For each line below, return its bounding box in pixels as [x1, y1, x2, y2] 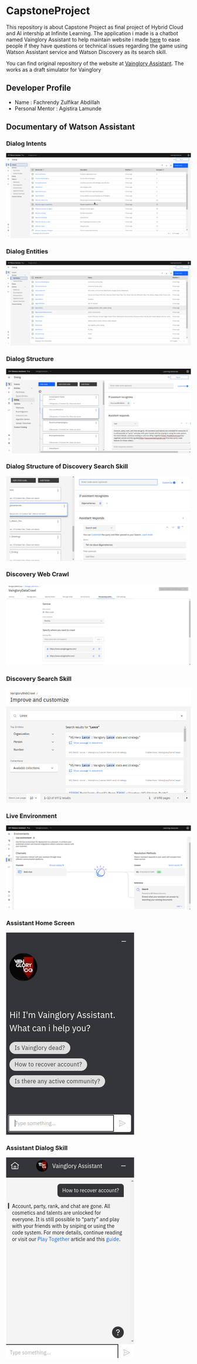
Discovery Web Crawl [6, 570, 69, 578]
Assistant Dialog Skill [6, 1143, 68, 1152]
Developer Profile [6, 83, 72, 93]
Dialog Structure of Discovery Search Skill [6, 462, 128, 471]
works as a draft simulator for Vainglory [6, 66, 101, 73]
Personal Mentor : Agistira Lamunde [14, 104, 101, 112]
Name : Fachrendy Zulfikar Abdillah [14, 99, 100, 106]
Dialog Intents [6, 140, 47, 148]
